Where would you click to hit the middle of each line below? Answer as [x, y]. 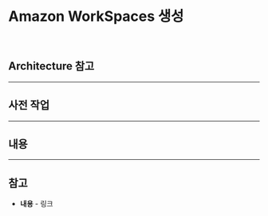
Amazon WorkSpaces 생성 [96, 16]
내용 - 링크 [36, 204]
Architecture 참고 [51, 66]
